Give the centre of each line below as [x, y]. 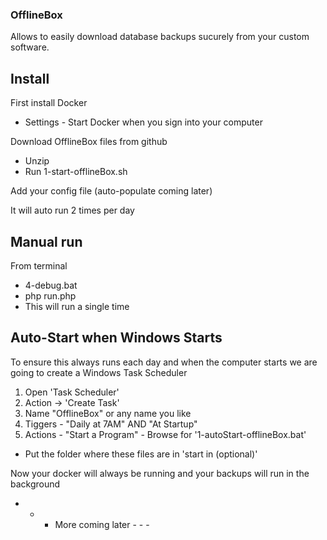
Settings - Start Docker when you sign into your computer [143, 122]
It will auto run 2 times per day [72, 210]
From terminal [39, 265]
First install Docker [49, 103]
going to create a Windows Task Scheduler [99, 372]
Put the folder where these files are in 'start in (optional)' [141, 454]
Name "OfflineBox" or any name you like [108, 413]
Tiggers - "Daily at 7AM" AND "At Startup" [111, 424]
